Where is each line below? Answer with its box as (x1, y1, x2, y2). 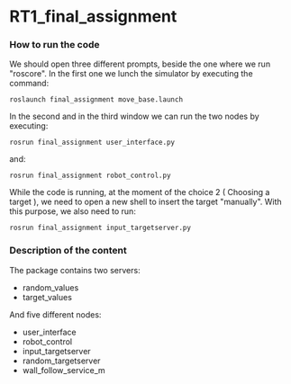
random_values (22, 281, 79, 293)
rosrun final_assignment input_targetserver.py (9, 223, 192, 233)
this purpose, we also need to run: (9, 206, 137, 217)
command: (9, 78, 50, 89)
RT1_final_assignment (9, 6, 177, 27)
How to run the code (9, 39, 101, 51)
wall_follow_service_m (22, 364, 105, 375)
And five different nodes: (9, 308, 102, 320)
